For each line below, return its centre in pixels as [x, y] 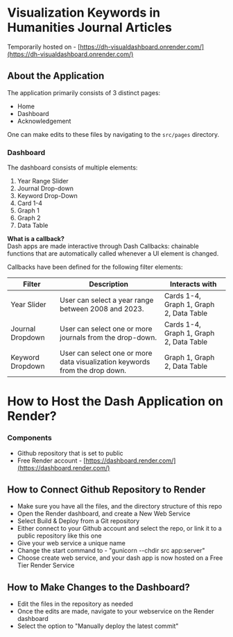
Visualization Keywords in [84, 13]
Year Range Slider [43, 181]
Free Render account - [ [51, 461]
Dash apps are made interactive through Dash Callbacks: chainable [103, 246]
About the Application [56, 76]
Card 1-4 [30, 204]
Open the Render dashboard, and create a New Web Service [104, 514]
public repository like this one [59, 536]
